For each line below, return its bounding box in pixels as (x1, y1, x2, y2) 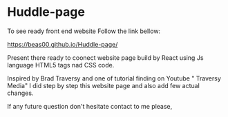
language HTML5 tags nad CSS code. (7, 61, 115, 69)
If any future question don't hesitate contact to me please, (7, 102, 173, 110)
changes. (7, 89, 34, 97)
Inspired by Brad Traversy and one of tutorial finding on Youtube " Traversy (7, 74, 221, 83)
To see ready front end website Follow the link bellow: (7, 27, 161, 35)
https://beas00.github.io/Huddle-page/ (7, 40, 118, 48)
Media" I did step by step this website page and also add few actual (7, 81, 200, 89)
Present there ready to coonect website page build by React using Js (7, 53, 204, 62)
